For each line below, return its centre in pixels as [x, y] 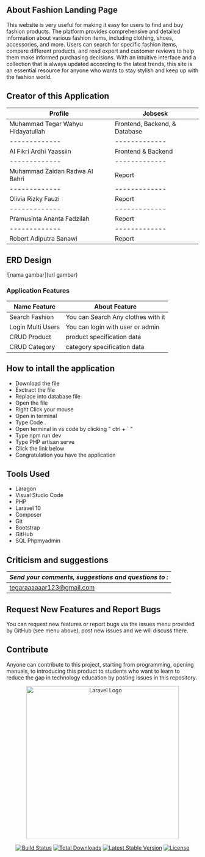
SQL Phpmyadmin [38, 541]
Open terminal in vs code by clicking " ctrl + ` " [74, 428]
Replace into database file [48, 396]
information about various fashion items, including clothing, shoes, [90, 38]
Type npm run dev [38, 435]
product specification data [103, 337]
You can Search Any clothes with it [116, 316]
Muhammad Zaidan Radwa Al [51, 171]
